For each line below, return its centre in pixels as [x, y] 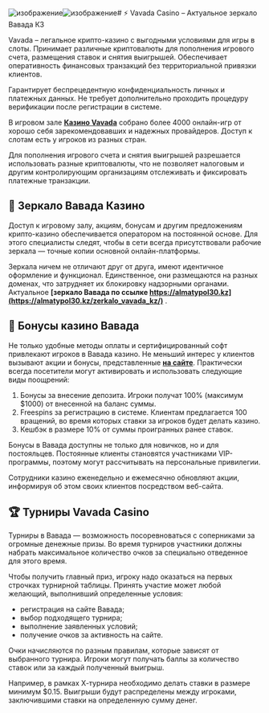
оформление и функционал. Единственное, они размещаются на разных [133, 275]
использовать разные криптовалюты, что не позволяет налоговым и [126, 164]
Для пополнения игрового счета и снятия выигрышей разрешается [124, 155]
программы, [29, 461]
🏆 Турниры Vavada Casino [79, 512]
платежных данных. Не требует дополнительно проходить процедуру [128, 98]
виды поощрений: [39, 379]
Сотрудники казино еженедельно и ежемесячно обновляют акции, [124, 477]
